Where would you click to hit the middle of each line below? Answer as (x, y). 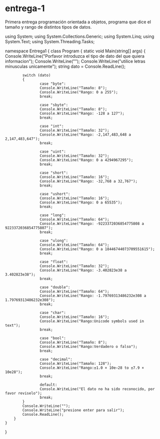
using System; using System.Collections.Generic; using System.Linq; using (80, 36)
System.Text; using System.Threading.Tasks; (50, 41)
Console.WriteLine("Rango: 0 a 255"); (79, 92)
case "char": (53, 313)
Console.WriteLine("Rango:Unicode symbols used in (92, 321)
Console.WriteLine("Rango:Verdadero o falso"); (88, 346)
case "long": (53, 215)
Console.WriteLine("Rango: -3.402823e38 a (83, 270)
